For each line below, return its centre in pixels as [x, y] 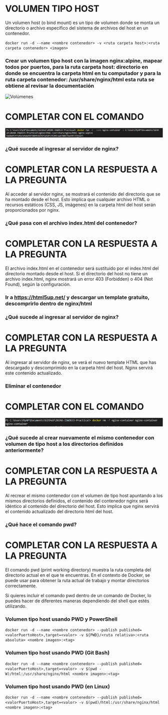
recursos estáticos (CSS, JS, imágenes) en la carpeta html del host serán [80, 205]
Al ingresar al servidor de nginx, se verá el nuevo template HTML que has [81, 362]
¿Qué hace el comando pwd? [41, 524]
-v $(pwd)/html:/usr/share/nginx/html [119, 702]
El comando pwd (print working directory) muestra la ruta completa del [78, 570]
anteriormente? [24, 450]
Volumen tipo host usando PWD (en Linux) [57, 686]
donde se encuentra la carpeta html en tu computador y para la [83, 73]
